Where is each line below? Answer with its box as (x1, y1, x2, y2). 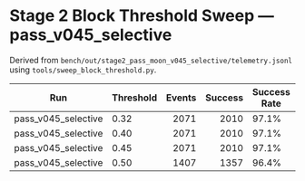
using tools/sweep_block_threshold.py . (9, 64, 157, 75)
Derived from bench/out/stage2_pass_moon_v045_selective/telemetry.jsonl (9, 54, 293, 65)
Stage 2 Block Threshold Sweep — (9, 5, 274, 26)
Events (165, 91, 197, 104)
